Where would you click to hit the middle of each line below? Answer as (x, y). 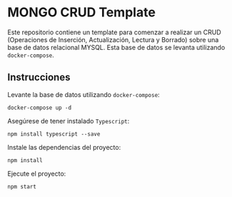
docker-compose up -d (40, 108)
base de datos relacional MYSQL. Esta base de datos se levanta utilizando (116, 47)
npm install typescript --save (54, 134)
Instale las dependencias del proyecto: (64, 147)
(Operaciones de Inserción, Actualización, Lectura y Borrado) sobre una (113, 39)
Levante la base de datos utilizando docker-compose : (84, 94)
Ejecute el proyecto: (37, 173)
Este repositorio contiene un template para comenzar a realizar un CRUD (114, 32)
